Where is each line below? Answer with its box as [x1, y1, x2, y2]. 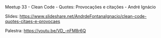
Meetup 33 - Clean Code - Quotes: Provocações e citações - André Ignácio [5, 4, 156, 10]
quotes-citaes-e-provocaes [5, 19, 61, 24]
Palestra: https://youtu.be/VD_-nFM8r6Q [5, 28, 86, 33]
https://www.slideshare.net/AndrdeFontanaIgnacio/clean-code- [19, 13, 147, 19]
